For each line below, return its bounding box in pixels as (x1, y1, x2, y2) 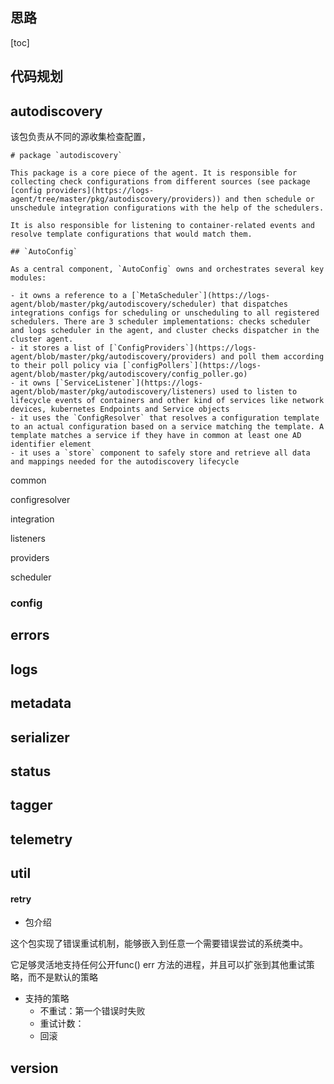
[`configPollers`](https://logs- (121, 361, 262, 371)
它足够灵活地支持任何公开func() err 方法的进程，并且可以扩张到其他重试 (10, 959, 307, 971)
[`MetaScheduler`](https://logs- (131, 291, 271, 301)
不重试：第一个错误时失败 (39, 1005, 146, 1017)
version (10, 1059, 59, 1077)
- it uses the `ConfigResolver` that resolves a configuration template (10, 413, 320, 423)
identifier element (10, 439, 92, 450)
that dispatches (220, 299, 288, 310)
